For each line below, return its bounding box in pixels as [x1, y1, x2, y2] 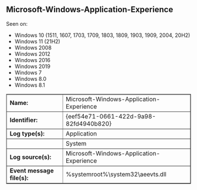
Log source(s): [9, 152, 52, 161]
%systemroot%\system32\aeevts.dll [65, 170, 167, 178]
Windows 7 [14, 69, 42, 76]
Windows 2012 [14, 50, 51, 57]
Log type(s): [9, 129, 45, 137]
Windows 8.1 [14, 82, 45, 89]
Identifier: [9, 116, 38, 124]
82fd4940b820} [65, 120, 112, 128]
